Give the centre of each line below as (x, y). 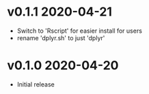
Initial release (36, 84)
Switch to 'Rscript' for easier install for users (79, 31)
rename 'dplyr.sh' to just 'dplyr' (61, 37)
